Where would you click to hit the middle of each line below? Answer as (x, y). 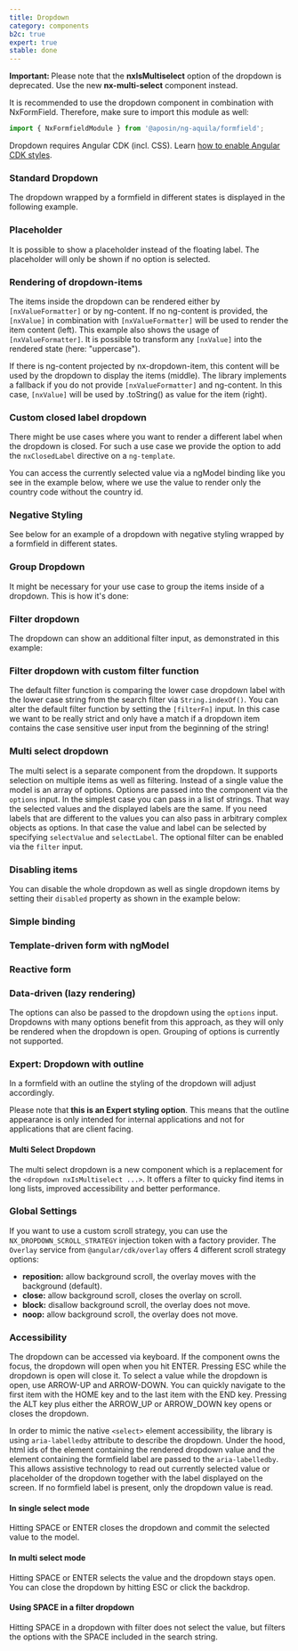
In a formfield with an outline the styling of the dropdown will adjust (133, 1083)
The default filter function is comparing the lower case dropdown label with (147, 691)
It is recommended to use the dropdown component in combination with (141, 102)
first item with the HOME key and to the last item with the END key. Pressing (148, 1394)
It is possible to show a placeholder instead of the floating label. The (134, 249)
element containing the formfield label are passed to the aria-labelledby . (144, 1459)
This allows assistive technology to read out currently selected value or (140, 1469)
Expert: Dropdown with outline (77, 1064)
